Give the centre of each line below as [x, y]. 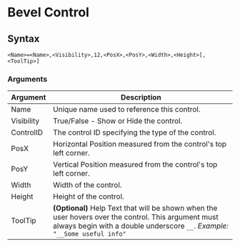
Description [141, 98]
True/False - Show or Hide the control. [118, 121]
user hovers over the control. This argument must [136, 217]
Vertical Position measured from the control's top [135, 164]
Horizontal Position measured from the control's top [140, 144]
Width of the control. [87, 185]
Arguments [27, 79]
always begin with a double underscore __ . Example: [141, 226]
